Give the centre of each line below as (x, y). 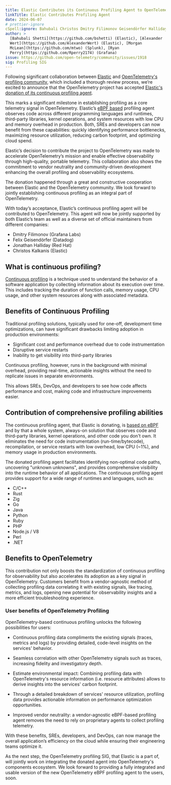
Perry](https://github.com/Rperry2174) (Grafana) (63, 53)
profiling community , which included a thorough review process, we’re (79, 82)
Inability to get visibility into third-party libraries (62, 355)
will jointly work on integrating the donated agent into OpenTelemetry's (80, 762)
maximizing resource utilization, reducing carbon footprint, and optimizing (83, 135)
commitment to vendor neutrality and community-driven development (78, 167)
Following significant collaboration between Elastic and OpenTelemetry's (81, 77)
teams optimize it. (24, 746)
